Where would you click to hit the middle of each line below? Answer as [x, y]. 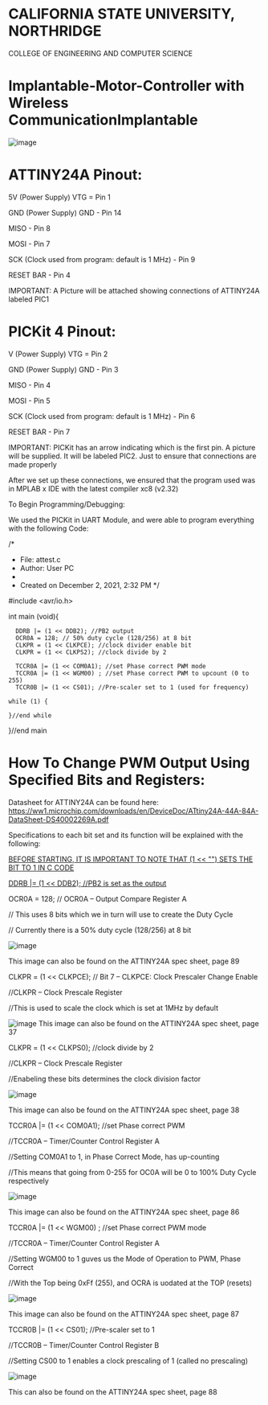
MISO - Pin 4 [29, 385]
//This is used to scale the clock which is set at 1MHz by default [114, 1008]
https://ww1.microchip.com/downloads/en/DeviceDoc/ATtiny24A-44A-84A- [134, 811]
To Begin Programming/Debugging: [67, 504]
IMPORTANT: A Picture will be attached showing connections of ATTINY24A [134, 290]
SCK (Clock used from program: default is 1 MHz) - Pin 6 [102, 416]
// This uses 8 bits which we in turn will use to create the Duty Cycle [121, 914]
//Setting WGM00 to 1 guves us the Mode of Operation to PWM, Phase [125, 1259]
